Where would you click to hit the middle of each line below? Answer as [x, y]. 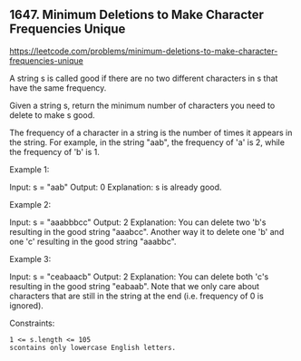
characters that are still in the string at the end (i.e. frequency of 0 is [137, 296]
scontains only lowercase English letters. [93, 347]
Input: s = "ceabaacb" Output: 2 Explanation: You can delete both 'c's [139, 277]
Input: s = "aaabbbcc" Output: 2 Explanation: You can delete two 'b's [138, 222]
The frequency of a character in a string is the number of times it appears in [151, 132]
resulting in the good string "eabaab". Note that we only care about [135, 286]
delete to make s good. [52, 115]
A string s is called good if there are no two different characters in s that [144, 78]
